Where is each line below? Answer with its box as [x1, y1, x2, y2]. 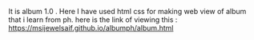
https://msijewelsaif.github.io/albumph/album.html [8, 24, 174, 32]
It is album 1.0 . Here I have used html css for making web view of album [8, 7, 247, 16]
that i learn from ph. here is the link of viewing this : [8, 15, 178, 24]
